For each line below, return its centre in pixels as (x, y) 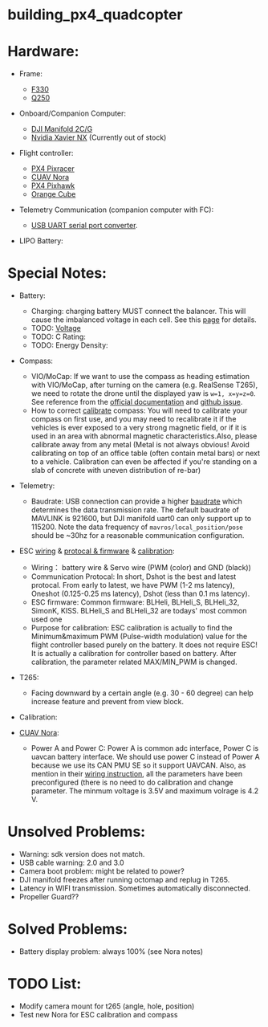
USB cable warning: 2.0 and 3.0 (72, 862)
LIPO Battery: (41, 241)
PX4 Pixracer (53, 169)
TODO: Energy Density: (70, 345)
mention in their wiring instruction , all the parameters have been (136, 774)
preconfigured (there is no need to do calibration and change (132, 782)
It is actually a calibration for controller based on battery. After (134, 654)
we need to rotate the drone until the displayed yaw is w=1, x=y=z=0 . (143, 393)
